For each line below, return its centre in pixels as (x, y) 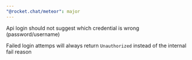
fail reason (19, 52)
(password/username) (33, 34)
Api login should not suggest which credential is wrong (73, 28)
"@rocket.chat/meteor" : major (43, 11)
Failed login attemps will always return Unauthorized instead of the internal (96, 45)
